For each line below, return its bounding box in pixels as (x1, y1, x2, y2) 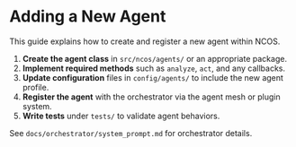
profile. (22, 82, 49, 92)
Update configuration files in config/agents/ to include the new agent (22, 72, 283, 82)
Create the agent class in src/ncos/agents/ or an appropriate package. (22, 53, 288, 64)
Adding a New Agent (9, 6, 166, 27)
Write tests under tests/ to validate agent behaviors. (22, 110, 220, 121)
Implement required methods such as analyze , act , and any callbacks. (22, 63, 286, 73)
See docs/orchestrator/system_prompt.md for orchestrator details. (9, 127, 253, 138)
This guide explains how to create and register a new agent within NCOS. (9, 36, 281, 47)
